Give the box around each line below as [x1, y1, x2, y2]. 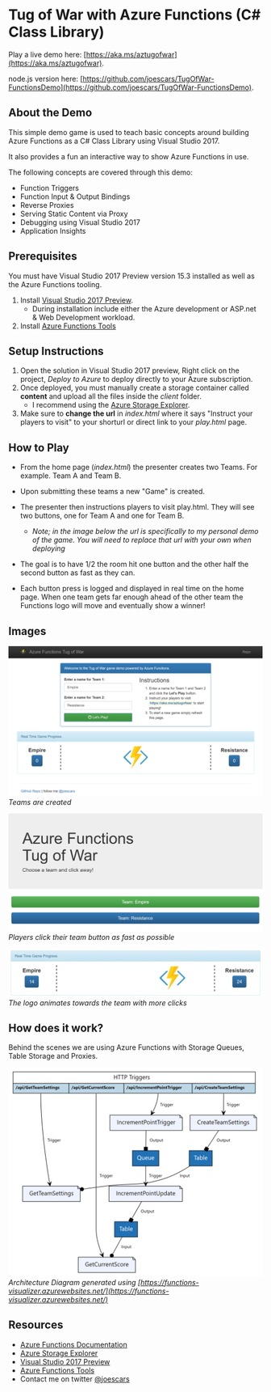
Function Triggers [19, 183, 79, 193]
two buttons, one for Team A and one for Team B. [19, 511, 185, 521]
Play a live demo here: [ [8, 49, 87, 59]
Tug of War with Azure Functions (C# [8, 6, 261, 24]
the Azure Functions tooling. [8, 279, 102, 289]
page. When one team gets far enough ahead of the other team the [19, 592, 244, 602]
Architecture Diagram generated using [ [8, 1277, 141, 1287]
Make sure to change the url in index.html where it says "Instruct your [19, 408, 253, 418]
